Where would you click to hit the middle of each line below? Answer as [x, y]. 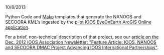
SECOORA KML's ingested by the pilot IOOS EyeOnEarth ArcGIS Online [78, 22]
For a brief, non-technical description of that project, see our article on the [82, 37]
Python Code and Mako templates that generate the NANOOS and [73, 17]
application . [17, 27]
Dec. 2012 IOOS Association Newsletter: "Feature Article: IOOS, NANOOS [81, 42]
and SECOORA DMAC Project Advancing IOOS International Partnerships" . [82, 47]
